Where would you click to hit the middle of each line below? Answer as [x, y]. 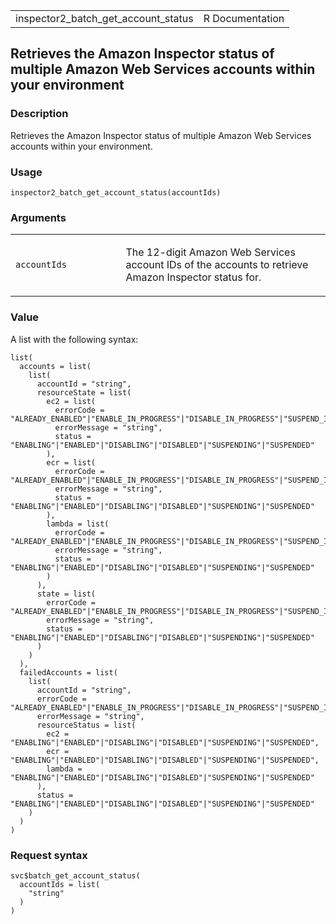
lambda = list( [78, 524]
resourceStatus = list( [86, 725]
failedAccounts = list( [68, 672]
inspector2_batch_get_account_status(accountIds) [116, 192]
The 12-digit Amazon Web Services [210, 252]
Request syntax [49, 855]
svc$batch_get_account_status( [75, 875]
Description [39, 114]
